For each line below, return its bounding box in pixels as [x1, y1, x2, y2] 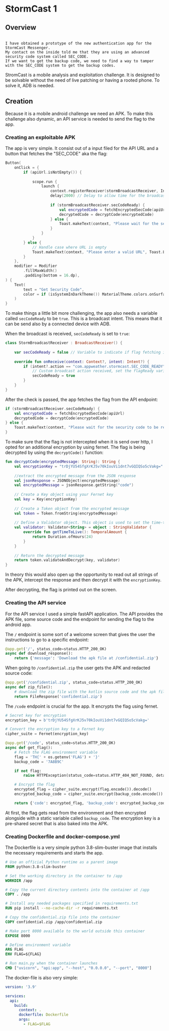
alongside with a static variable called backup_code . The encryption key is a [5, 815, 160, 821]
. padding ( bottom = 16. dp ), [23, 273, 80, 278]
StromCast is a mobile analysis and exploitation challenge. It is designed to [5, 72, 160, 78]
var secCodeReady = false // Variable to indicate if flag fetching [14, 350, 161, 355]
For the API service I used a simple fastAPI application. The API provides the [5, 611, 163, 617]
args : [18, 1017, 30, 1022]
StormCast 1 [5, 3, 57, 15]
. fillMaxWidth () [23, 268, 57, 273]
